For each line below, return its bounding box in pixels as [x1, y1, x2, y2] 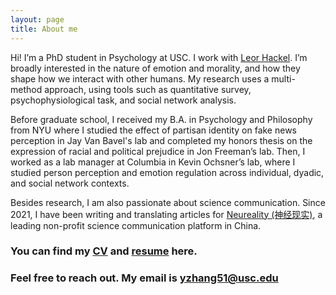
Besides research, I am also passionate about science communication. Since [10, 196, 326, 208]
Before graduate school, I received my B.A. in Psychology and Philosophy [10, 113, 313, 125]
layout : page [10, 14, 65, 25]
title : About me [10, 24, 78, 34]
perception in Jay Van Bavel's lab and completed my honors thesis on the [10, 134, 313, 146]
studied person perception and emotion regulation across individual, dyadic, [10, 166, 325, 178]
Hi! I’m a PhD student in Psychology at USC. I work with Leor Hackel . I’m [10, 51, 308, 63]
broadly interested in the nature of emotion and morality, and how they [10, 62, 301, 74]
